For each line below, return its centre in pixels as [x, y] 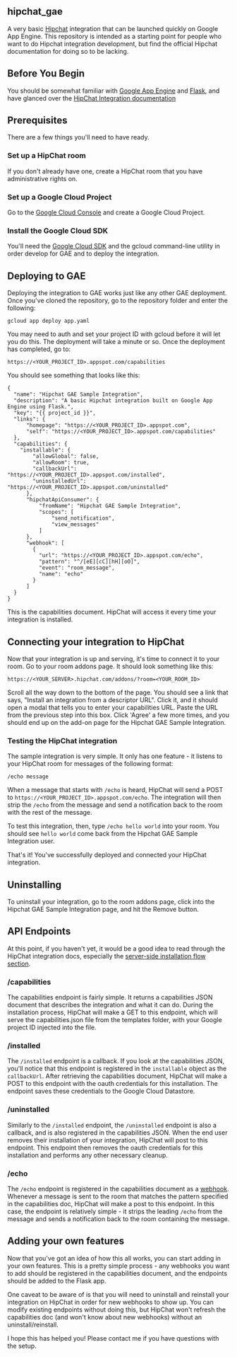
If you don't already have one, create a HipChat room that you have [105, 171]
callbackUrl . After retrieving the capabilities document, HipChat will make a [117, 1076]
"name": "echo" [61, 574]
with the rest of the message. [50, 813]
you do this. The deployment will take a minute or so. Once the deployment [116, 342]
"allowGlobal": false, [66, 457]
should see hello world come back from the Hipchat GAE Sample [103, 834]
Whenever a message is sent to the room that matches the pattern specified [118, 1196]
